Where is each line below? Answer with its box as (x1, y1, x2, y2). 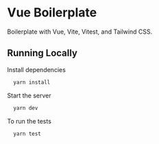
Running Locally (7, 47, 77, 59)
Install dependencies (7, 65, 66, 73)
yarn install (13, 79, 51, 86)
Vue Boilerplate (7, 5, 97, 21)
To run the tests (7, 117, 51, 125)
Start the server (7, 91, 51, 99)
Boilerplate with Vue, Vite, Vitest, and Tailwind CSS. (7, 27, 153, 36)
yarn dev (13, 104, 38, 111)
